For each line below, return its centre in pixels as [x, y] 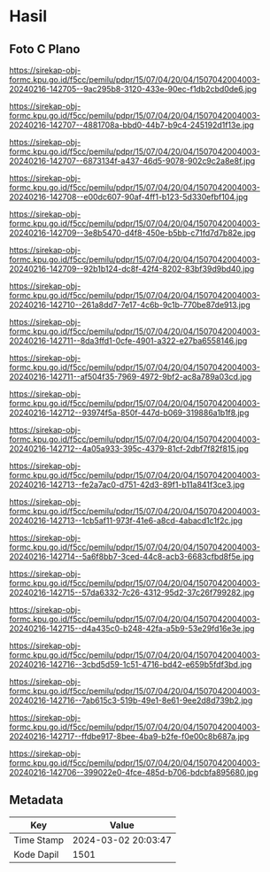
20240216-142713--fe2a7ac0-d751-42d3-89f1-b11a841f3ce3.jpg [127, 485]
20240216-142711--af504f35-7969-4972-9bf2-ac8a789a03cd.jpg [131, 377]
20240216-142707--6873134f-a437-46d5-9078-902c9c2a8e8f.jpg [132, 161]
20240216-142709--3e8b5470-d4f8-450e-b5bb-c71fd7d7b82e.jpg [132, 233]
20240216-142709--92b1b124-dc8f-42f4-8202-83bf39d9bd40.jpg [132, 269]
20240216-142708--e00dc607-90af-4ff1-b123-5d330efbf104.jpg [129, 197]
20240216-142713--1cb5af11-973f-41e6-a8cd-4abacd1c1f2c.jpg [126, 521]
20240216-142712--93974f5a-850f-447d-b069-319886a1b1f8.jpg [129, 413]
